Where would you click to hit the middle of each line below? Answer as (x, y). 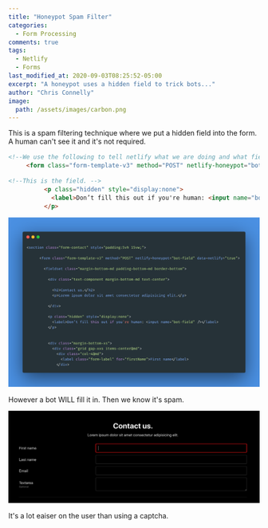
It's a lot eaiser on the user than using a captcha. (89, 516)
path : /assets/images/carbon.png (71, 109)
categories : (28, 25)
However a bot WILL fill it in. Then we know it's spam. (97, 400)
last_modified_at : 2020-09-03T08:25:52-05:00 (85, 76)
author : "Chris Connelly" (51, 93)
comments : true (33, 42)
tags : (17, 51)
